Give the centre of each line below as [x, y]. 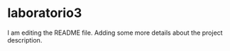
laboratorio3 [45, 13]
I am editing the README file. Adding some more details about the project [115, 33]
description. [25, 40]
